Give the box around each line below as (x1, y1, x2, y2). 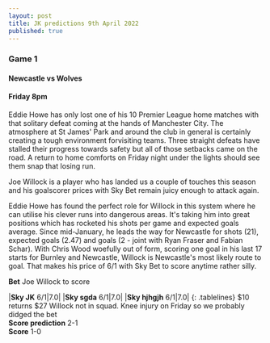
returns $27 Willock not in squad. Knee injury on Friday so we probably (8, 301, 245, 311)
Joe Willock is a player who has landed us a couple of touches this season (8, 177, 256, 186)
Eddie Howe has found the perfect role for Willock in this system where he (8, 201, 256, 211)
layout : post (8, 11, 53, 20)
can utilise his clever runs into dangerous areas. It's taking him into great (8, 210, 251, 220)
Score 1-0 (8, 327, 42, 337)
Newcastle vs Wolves (8, 73, 82, 83)
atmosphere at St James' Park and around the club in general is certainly (8, 127, 251, 137)
